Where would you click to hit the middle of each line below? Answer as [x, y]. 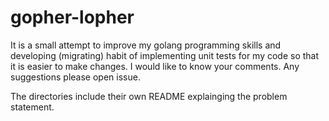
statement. [32, 107]
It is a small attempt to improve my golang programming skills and [146, 45]
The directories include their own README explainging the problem [149, 96]
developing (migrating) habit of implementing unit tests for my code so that [165, 55]
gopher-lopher [72, 17]
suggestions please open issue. [75, 77]
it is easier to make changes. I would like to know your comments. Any [155, 66]
